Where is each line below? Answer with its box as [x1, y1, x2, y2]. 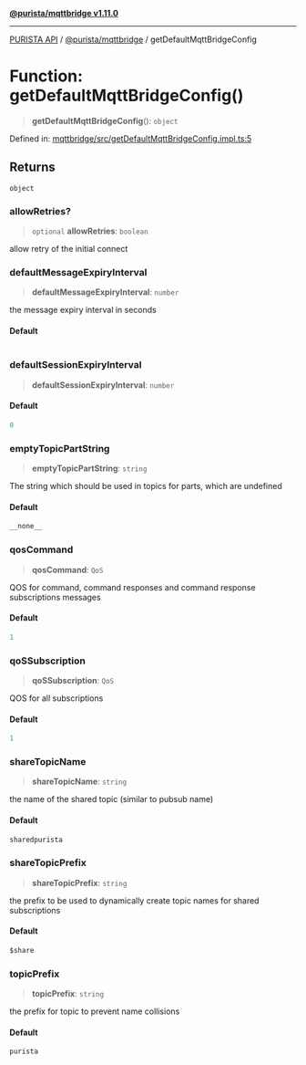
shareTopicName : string [31, 776, 127, 788]
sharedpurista [9, 835, 64, 844]
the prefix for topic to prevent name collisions [9, 1006, 180, 1017]
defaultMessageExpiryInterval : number [31, 287, 179, 298]
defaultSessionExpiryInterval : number [31, 379, 175, 391]
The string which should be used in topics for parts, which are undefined [9, 481, 282, 492]
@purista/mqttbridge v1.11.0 [9, 8, 118, 18]
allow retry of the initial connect [9, 244, 128, 255]
